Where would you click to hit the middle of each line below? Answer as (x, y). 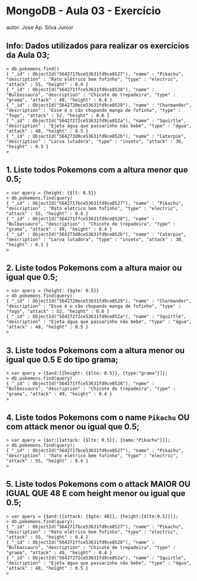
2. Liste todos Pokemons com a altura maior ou (94, 268)
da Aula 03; (28, 55)
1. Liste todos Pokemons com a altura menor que (97, 170)
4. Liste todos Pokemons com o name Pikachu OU (98, 417)
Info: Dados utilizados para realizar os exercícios (98, 46)
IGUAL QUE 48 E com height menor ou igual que (96, 494)
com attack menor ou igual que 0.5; (73, 427)
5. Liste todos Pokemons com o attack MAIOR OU (98, 484)
